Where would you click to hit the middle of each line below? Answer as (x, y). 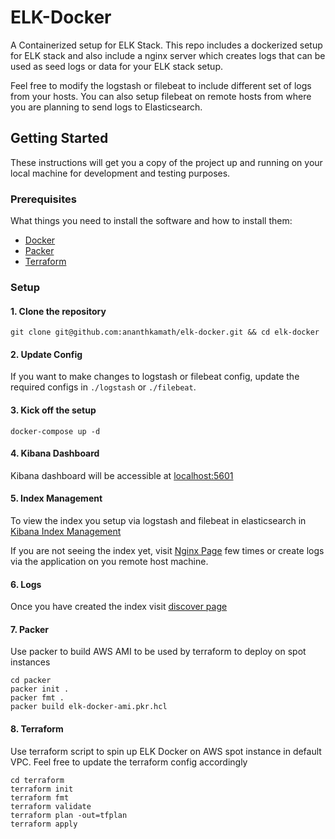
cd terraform (37, 780)
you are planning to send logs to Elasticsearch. (106, 107)
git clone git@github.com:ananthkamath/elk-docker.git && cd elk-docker (165, 332)
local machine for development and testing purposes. (120, 173)
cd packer (31, 681)
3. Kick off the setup (53, 410)
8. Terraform (37, 728)
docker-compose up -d (55, 431)
